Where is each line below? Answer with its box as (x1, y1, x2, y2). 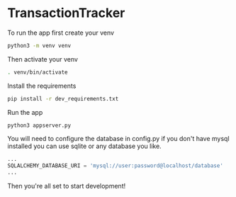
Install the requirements (7, 81, 77, 90)
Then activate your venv (7, 55, 78, 63)
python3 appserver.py (7, 122, 72, 129)
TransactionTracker (7, 5, 125, 21)
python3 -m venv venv (7, 42, 72, 49)
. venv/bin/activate (7, 69, 69, 76)
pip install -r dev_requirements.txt (7, 95, 119, 102)
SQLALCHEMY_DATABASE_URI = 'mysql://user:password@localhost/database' (7, 162, 223, 169)
